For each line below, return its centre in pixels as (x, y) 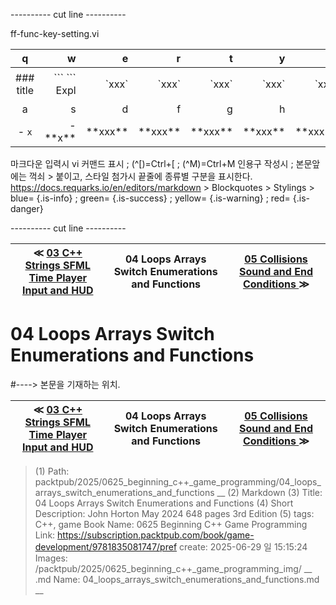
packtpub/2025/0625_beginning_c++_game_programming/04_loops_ (178, 481)
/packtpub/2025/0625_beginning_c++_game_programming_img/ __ (173, 568)
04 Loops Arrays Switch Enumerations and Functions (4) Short (164, 503)
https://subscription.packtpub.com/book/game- (156, 535)
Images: (51, 558)
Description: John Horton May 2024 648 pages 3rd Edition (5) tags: (174, 513)
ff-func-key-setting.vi (55, 33)
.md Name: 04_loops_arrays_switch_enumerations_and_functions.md (177, 579)
